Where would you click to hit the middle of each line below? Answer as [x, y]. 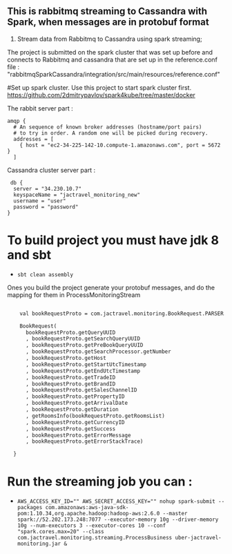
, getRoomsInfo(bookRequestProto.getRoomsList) [95, 416]
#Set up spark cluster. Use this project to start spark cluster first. [99, 87]
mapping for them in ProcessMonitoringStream [74, 295]
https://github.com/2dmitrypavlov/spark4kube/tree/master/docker [101, 95]
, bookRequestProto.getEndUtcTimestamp [83, 371]
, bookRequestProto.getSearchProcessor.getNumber [98, 352]
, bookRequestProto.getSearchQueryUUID [83, 339]
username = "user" [40, 201]
